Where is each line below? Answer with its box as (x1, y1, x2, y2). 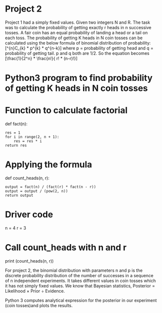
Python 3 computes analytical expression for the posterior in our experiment (5, 297, 157, 303)
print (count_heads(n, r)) (5, 258, 54, 264)
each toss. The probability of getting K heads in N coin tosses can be (5, 35, 143, 41)
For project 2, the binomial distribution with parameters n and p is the (5, 267, 143, 273)
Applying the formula (5, 159, 92, 170)
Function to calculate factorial (5, 105, 128, 116)
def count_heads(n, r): (5, 175, 50, 181)
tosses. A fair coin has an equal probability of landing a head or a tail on (5, 30, 148, 35)
